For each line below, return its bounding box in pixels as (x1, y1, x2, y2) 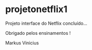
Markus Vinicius (5, 39, 39, 46)
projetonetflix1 (5, 4, 68, 15)
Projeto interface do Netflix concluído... (5, 20, 87, 26)
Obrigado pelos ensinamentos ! (5, 30, 71, 36)
